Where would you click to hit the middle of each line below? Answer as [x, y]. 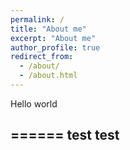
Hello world [34, 103]
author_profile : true [55, 47]
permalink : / [37, 19]
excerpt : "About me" [53, 38]
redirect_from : [42, 57]
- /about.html [48, 76]
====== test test [65, 135]
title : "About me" [48, 29]
